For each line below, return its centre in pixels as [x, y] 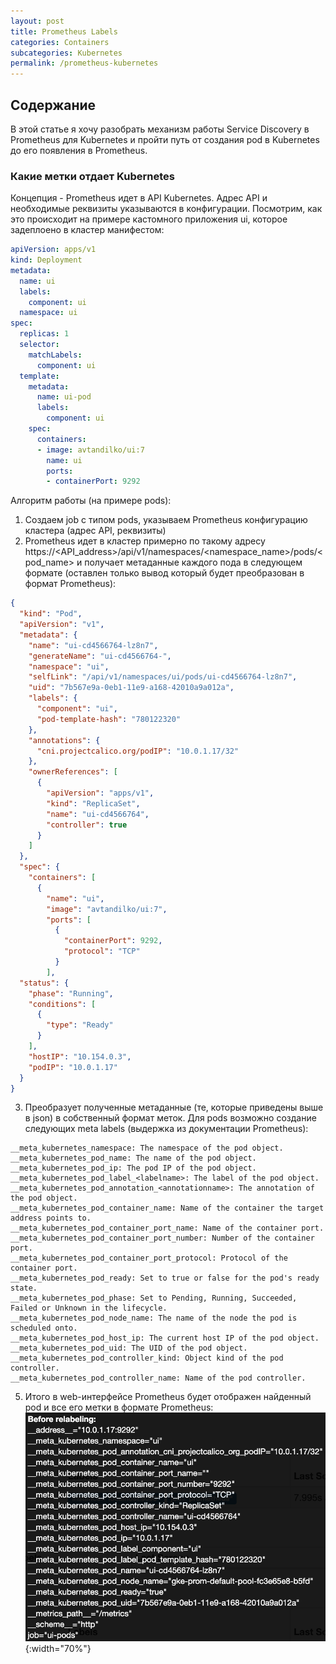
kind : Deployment [46, 260]
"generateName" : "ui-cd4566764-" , [100, 656]
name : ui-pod [64, 397]
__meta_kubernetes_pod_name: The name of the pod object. [133, 1158]
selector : [39, 345]
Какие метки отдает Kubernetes [92, 176]
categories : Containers [60, 42]
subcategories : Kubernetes [66, 53]
